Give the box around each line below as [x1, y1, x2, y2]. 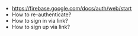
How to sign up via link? [11, 23, 70, 30]
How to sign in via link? [11, 17, 68, 24]
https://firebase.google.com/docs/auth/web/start [11, 5, 132, 12]
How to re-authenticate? [11, 11, 72, 18]
